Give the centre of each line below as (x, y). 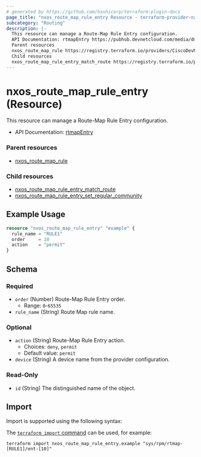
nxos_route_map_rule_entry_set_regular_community (78, 196)
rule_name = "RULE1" (37, 234)
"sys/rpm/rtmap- (163, 444)
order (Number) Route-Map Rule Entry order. (70, 299)
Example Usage (36, 214)
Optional (19, 327)
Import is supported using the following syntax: (64, 421)
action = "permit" (39, 245)
